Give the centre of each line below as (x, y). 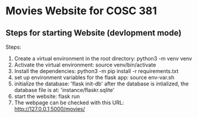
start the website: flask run (47, 96)
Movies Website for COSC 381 (81, 11)
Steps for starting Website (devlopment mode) (94, 33)
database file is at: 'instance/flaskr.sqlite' (64, 90)
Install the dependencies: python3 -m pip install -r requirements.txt (96, 71)
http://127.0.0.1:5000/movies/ (50, 109)
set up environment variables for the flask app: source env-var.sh (94, 77)
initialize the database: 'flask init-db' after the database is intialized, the (101, 84)
